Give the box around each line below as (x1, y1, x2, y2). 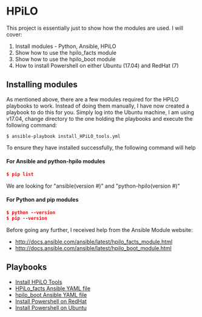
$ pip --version (6, 215, 47, 221)
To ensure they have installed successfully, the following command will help (6, 144, 196, 151)
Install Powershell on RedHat (15, 298, 87, 305)
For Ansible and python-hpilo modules (6, 158, 106, 165)
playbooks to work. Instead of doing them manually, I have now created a (6, 102, 189, 109)
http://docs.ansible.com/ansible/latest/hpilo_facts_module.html (15, 238, 173, 245)
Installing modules (6, 80, 78, 90)
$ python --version (6, 210, 56, 216)
